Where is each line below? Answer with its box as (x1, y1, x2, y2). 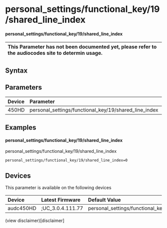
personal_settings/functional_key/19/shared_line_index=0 (5, 158, 128, 163)
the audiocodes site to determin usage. (7, 50, 103, 57)
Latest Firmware (41, 197, 81, 203)
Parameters (5, 83, 42, 92)
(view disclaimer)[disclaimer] (5, 218, 65, 224)
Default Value (87, 197, 121, 203)
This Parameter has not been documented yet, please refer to (7, 43, 157, 50)
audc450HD (7, 205, 36, 212)
